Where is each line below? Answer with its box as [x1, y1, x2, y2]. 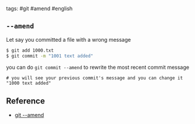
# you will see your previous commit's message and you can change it [6, 75, 183, 81]
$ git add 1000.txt [6, 47, 54, 53]
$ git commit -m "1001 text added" [6, 53, 94, 59]
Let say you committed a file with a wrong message [6, 36, 131, 43]
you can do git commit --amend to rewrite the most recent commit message [6, 63, 190, 71]
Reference [6, 96, 45, 106]
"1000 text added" [6, 80, 51, 86]
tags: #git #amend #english [6, 5, 73, 12]
